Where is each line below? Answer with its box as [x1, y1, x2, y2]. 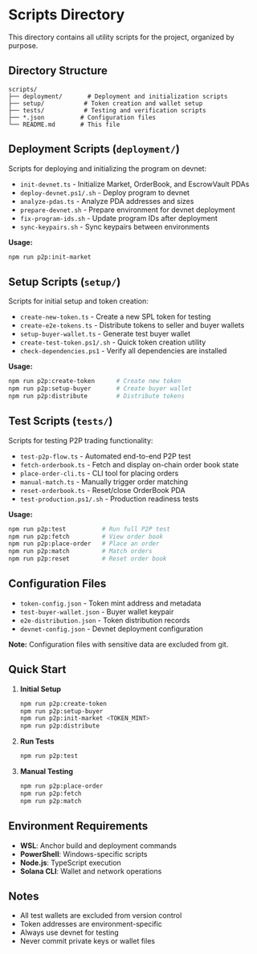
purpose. [8, 40, 39, 50]
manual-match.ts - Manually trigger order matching [19, 476, 189, 487]
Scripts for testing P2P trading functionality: [8, 435, 153, 445]
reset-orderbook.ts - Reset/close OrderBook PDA [19, 485, 186, 495]
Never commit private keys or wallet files [19, 936, 155, 946]
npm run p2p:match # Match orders [8, 548, 153, 556]
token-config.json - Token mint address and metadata [19, 598, 202, 608]
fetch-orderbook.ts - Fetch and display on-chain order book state [19, 459, 239, 469]
